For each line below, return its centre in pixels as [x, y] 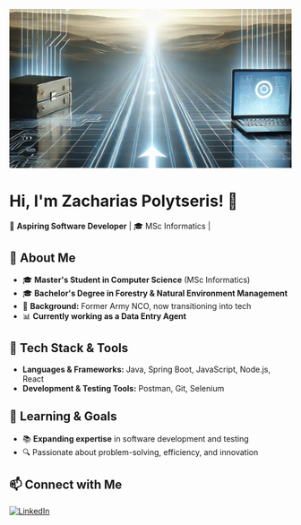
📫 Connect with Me [66, 485]
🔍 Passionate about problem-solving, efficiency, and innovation [140, 452]
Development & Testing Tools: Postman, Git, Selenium [123, 389]
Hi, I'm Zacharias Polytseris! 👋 [124, 201]
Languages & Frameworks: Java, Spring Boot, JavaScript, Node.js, [146, 370]
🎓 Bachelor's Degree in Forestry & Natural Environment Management [155, 293]
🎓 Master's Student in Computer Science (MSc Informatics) [136, 280]
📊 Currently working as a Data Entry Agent [104, 316]
